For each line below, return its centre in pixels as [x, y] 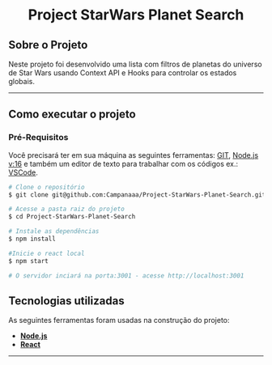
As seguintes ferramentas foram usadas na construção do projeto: [119, 320]
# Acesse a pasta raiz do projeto [67, 209]
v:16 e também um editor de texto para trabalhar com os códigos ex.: [123, 163]
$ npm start [28, 261]
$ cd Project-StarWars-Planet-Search [72, 217]
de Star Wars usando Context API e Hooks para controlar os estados [123, 73]
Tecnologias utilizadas [66, 301]
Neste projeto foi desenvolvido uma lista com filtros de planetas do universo [135, 64]
